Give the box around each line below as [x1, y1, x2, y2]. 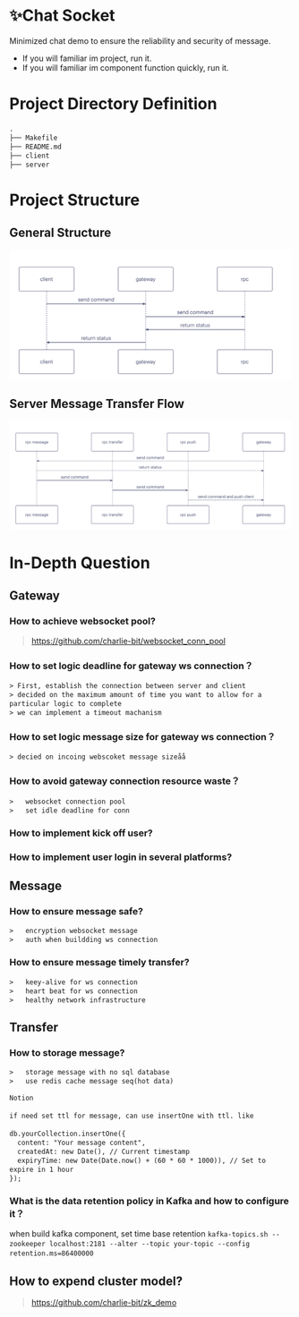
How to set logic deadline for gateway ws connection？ [9, 659, 253, 672]
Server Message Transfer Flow [9, 396, 185, 412]
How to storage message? [9, 1046, 125, 1058]
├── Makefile [9, 133, 58, 142]
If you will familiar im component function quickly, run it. [21, 62, 229, 72]
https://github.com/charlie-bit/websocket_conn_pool [30, 635, 226, 646]
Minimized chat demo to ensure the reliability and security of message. [9, 35, 271, 46]
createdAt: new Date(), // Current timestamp [17, 1147, 191, 1157]
